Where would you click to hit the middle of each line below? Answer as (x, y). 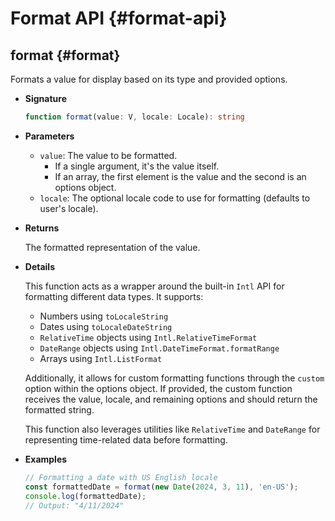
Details (39, 266)
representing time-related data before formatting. (126, 439)
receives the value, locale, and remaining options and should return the (171, 399)
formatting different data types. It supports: (114, 296)
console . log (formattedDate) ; (85, 496)
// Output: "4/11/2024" (74, 505)
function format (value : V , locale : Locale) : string (134, 117)
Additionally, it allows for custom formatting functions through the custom (174, 378)
